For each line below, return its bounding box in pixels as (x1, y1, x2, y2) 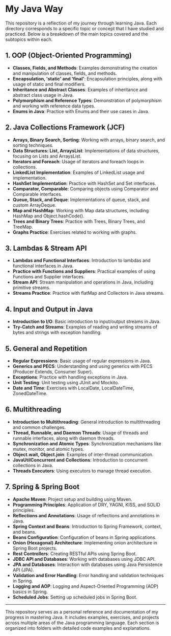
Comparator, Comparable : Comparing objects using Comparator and (12, 185, 159, 192)
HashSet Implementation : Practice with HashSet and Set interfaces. (12, 180, 156, 186)
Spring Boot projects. (12, 545, 58, 551)
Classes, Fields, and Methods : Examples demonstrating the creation (12, 64, 158, 71)
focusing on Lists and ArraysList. (12, 153, 82, 159)
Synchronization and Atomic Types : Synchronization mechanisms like (12, 441, 162, 447)
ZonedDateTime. (12, 390, 48, 397)
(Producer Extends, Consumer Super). (12, 369, 93, 375)
